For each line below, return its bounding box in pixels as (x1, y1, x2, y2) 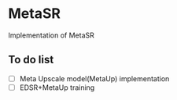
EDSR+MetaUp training (19, 83, 95, 92)
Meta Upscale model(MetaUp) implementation (19, 73, 170, 83)
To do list (8, 53, 54, 66)
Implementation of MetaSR (8, 30, 94, 40)
